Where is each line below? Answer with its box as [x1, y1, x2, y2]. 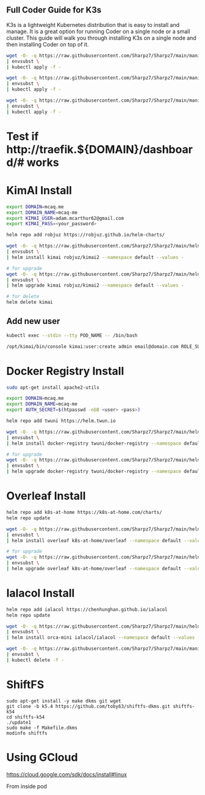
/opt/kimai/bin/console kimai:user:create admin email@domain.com [6, 343, 179, 350]
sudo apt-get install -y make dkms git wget [6, 698, 121, 704]
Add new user [6, 316, 60, 326]
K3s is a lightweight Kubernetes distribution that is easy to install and [6, 21, 180, 28]
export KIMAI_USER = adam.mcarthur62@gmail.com [6, 215, 124, 221]
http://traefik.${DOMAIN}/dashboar [6, 142, 193, 156]
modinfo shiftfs [6, 730, 48, 736]
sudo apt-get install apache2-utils [6, 384, 99, 391]
